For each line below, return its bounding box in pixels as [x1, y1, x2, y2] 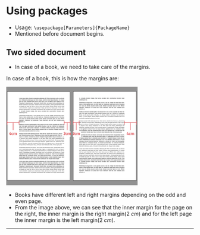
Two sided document [6, 48, 86, 58]
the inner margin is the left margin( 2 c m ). [14, 216, 115, 224]
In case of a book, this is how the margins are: [6, 74, 119, 82]
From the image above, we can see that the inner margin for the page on [14, 203, 192, 211]
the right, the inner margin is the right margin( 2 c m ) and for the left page [14, 210, 192, 217]
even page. [14, 198, 43, 205]
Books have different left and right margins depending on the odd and [14, 191, 186, 198]
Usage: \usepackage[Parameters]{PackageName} [14, 24, 130, 31]
